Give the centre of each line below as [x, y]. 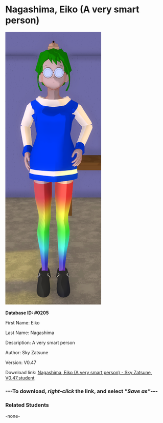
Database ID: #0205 [27, 313]
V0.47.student [20, 378]
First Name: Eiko [22, 322]
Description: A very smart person [40, 342]
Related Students [27, 405]
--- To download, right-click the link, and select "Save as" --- [82, 391]
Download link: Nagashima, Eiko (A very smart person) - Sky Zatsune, [79, 372]
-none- [13, 416]
